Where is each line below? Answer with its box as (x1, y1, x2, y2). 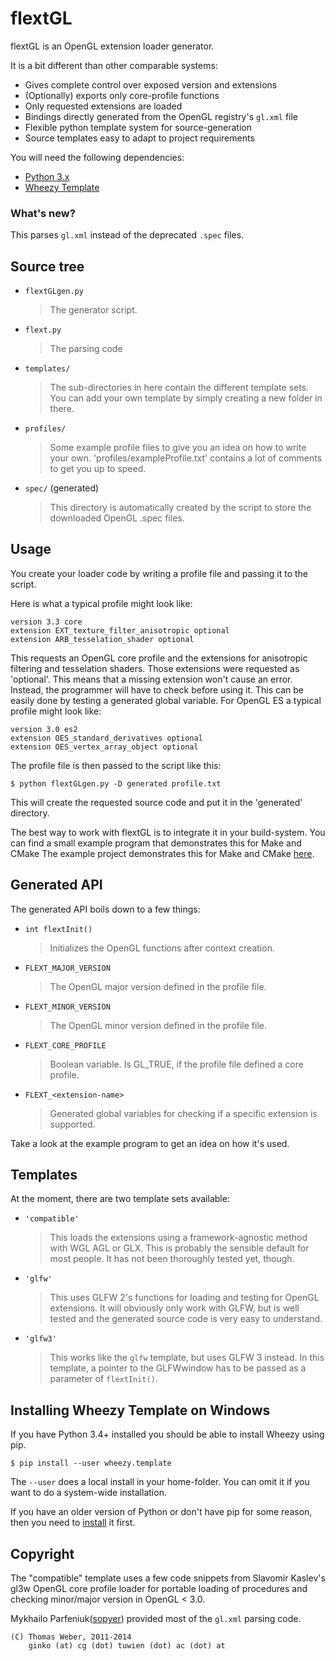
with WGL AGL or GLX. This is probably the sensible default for (49, 1242, 310, 1254)
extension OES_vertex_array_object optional (10, 742, 199, 752)
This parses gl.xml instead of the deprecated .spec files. (10, 229, 245, 241)
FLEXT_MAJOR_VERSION (24, 963, 111, 973)
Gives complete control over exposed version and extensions (24, 78, 278, 91)
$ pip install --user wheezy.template (10, 1458, 172, 1469)
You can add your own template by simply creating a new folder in (49, 392, 323, 404)
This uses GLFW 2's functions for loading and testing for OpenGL (49, 1292, 320, 1304)
